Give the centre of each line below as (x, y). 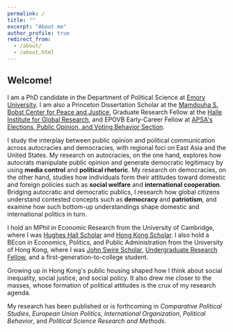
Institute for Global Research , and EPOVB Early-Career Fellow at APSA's (110, 119)
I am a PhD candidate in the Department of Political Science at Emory (106, 97)
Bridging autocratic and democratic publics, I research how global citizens (114, 192)
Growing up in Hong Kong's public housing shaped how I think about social (115, 270)
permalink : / (26, 14)
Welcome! (30, 81)
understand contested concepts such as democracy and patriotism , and (112, 199)
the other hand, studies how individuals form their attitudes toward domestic (116, 177)
